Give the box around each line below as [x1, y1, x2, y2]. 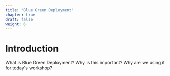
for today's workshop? [5, 65, 52, 71]
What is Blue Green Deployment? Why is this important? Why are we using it [5, 60, 165, 66]
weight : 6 [5, 21, 26, 27]
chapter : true [5, 12, 36, 17]
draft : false [5, 17, 33, 22]
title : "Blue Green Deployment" [5, 7, 74, 13]
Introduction [5, 43, 59, 54]
